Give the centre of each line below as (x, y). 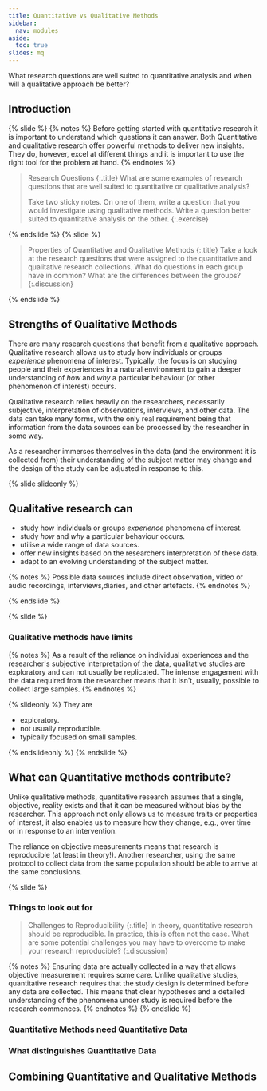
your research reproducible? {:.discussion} (98, 950)
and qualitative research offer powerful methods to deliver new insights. (126, 145)
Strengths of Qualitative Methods (93, 325)
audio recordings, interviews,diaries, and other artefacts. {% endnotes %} (130, 586)
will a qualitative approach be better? (69, 84)
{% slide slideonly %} (44, 484)
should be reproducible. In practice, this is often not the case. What (138, 934)
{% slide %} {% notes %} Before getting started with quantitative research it (133, 128)
